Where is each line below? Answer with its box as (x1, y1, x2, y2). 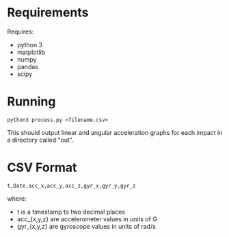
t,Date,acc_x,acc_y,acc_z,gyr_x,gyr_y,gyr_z (7, 182, 136, 189)
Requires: (7, 27, 34, 36)
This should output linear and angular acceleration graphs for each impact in (7, 128, 223, 136)
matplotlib (16, 48, 46, 56)
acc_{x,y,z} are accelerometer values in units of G (16, 214, 157, 223)
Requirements (7, 5, 89, 21)
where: (7, 194, 27, 203)
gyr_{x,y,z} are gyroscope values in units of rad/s (16, 222, 156, 230)
